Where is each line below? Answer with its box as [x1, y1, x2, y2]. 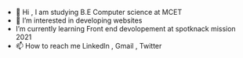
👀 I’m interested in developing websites [15, 16, 143, 25]
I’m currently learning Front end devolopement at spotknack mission [15, 24, 237, 33]
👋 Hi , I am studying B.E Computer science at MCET [15, 8, 183, 16]
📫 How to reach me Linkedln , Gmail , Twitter [15, 42, 162, 50]
